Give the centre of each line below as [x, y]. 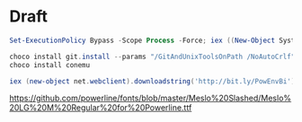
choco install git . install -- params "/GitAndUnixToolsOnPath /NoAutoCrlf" [152, 57]
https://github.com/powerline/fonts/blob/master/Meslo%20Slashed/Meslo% [151, 98]
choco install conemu [50, 65]
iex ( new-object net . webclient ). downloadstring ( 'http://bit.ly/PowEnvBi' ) [152, 81]
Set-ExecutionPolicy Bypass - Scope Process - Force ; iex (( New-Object [142, 40]
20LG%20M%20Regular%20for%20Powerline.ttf [101, 108]
